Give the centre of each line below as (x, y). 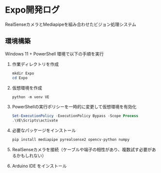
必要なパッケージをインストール (44, 130)
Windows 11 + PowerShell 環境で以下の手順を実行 (55, 53)
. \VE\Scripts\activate (35, 121)
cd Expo (20, 78)
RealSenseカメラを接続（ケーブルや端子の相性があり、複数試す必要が (82, 149)
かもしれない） (31, 156)
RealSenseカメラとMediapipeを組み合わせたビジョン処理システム (71, 24)
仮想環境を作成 (27, 87)
